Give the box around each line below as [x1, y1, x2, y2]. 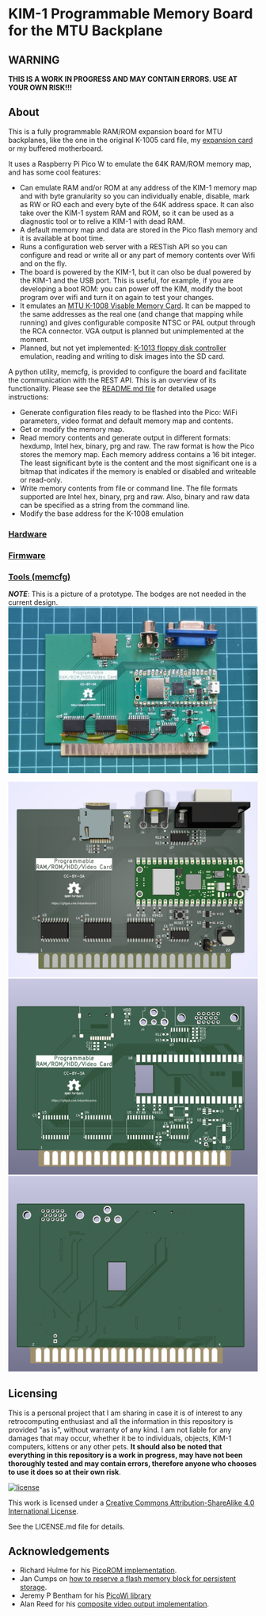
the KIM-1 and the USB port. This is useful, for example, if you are [19, 275, 234, 285]
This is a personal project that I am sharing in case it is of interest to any [8, 1408, 243, 1418]
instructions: [8, 392, 49, 402]
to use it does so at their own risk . [8, 1467, 121, 1476]
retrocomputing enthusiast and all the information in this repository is [8, 1416, 234, 1426]
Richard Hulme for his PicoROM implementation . [19, 1565, 177, 1576]
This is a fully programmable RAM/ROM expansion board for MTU [8, 126, 223, 136]
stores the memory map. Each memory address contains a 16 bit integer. [19, 449, 256, 459]
